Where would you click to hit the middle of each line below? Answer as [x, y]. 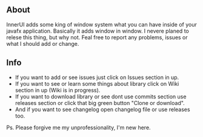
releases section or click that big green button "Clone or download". [100, 103]
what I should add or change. [43, 43]
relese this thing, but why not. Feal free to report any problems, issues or [97, 37]
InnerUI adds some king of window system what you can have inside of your [101, 24]
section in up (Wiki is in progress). [58, 90]
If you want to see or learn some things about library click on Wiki [97, 83]
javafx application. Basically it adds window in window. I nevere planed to [98, 31]
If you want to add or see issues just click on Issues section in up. [97, 77]
